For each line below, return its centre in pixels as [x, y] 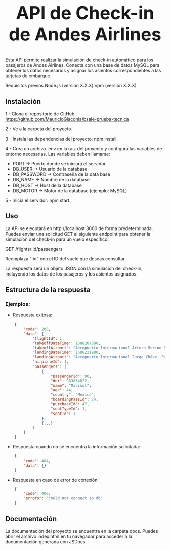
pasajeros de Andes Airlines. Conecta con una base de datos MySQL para [82, 65]
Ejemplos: [18, 304]
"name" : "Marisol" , [71, 385]
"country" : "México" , [73, 395]
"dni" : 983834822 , [70, 381]
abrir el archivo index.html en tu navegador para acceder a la [69, 536]
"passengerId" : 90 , [71, 376]
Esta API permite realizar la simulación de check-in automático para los [79, 60]
